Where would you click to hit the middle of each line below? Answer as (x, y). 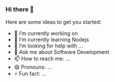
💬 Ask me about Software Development (62, 52)
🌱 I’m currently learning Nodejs (51, 40)
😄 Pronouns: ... (33, 67)
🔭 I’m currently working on (46, 33)
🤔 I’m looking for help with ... (48, 46)
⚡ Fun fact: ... (30, 74)
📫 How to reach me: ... (42, 59)
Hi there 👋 (20, 9)
